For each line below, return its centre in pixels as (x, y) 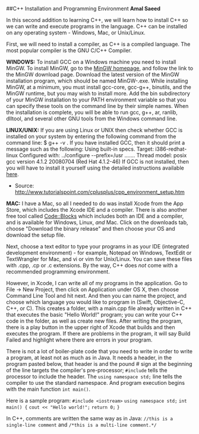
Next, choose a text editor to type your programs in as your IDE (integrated (97, 246)
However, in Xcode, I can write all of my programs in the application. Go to (97, 283)
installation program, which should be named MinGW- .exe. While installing (97, 81)
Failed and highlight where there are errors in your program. (79, 340)
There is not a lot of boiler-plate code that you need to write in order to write (99, 351)
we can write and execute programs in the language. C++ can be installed (97, 26)
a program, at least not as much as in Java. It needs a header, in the (89, 358)
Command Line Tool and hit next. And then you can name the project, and (97, 296)
